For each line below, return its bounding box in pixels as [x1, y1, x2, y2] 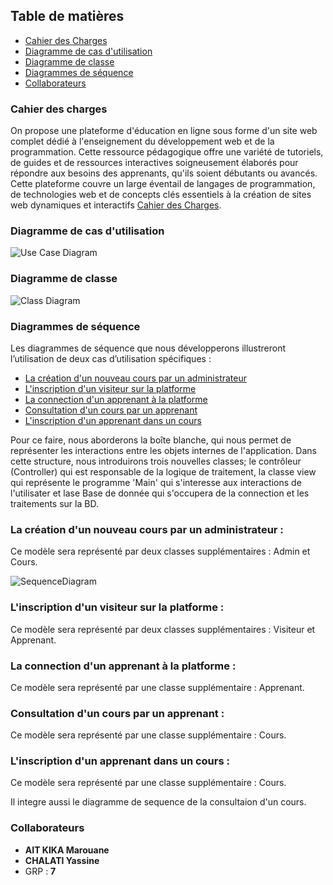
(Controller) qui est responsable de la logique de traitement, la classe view [10, 466, 317, 478]
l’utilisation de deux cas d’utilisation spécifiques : [10, 353, 212, 364]
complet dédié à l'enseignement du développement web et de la [10, 135, 275, 148]
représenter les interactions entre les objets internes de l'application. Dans [10, 445, 317, 456]
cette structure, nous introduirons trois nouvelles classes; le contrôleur [10, 455, 302, 467]
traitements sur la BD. [10, 498, 99, 509]
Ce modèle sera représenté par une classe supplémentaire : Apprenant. [10, 681, 305, 693]
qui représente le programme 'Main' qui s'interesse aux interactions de [10, 477, 302, 488]
